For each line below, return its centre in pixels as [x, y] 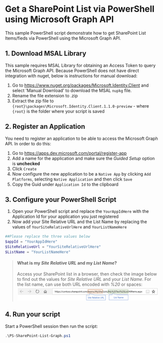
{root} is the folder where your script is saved [58, 111]
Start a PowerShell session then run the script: [52, 326]
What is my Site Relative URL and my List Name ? [67, 263]
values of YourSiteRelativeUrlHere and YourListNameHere [69, 227]
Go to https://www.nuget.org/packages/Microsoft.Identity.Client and [81, 85]
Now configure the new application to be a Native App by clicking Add [81, 174]
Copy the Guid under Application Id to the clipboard [65, 184]
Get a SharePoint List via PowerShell [80, 9]
